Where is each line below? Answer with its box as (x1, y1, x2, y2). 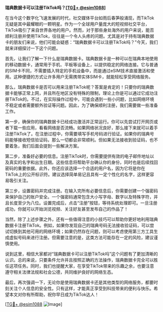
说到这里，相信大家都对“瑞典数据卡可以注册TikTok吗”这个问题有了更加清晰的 (5, 251, 158, 257)
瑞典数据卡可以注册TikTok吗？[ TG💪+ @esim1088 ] (5, 5, 106, 10)
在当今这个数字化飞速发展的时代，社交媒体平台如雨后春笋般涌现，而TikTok (5, 15, 154, 21)
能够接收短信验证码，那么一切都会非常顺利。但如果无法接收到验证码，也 (9, 137, 154, 143)
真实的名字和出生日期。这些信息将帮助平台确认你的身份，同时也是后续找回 (9, 160, 158, 165)
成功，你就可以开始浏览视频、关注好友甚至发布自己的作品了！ (5, 206, 129, 212)
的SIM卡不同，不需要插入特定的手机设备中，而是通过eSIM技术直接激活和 (5, 68, 150, 73)
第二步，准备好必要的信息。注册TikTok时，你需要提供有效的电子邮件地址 (5, 153, 150, 159)
